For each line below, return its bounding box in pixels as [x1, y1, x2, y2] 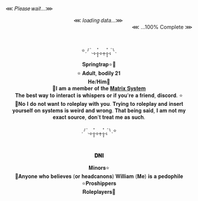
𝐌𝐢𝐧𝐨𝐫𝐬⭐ [88, 164, 110, 171]
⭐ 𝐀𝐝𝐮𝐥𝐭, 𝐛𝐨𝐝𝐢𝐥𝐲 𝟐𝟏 [76, 70, 122, 76]
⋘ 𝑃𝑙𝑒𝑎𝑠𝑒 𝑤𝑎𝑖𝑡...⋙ [5, 5, 53, 12]
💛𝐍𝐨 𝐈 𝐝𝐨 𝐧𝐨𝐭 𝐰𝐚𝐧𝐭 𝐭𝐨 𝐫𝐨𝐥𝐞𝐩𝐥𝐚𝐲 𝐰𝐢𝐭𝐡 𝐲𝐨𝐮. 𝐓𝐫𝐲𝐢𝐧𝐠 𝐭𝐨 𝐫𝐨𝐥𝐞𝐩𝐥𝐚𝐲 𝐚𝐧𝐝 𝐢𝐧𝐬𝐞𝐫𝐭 [14, 100, 184, 107]
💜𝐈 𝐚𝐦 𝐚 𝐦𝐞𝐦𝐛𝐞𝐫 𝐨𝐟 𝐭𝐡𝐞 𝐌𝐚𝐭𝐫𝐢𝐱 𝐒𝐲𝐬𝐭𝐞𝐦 [52, 85, 146, 92]
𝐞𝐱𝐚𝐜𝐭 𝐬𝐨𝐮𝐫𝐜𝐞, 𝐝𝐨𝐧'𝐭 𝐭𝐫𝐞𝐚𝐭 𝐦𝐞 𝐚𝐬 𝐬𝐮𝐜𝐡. [52, 114, 146, 121]
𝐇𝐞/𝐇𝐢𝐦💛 [88, 78, 110, 85]
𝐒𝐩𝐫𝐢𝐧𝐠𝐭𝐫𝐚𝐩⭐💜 [82, 61, 116, 67]
